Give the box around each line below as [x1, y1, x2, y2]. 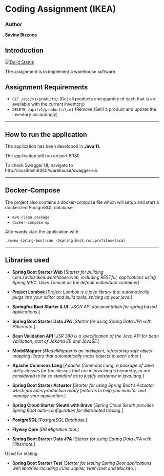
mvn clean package [12, 214, 50, 220]
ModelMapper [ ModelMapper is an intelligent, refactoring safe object [12, 348, 153, 354]
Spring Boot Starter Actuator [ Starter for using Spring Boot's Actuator [12, 382, 155, 388]
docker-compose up [12, 220, 50, 225]
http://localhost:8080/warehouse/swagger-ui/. [5, 167, 99, 173]
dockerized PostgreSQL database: [5, 204, 74, 210]
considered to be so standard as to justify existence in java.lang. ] [12, 373, 144, 379]
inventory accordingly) [12, 112, 58, 118]
